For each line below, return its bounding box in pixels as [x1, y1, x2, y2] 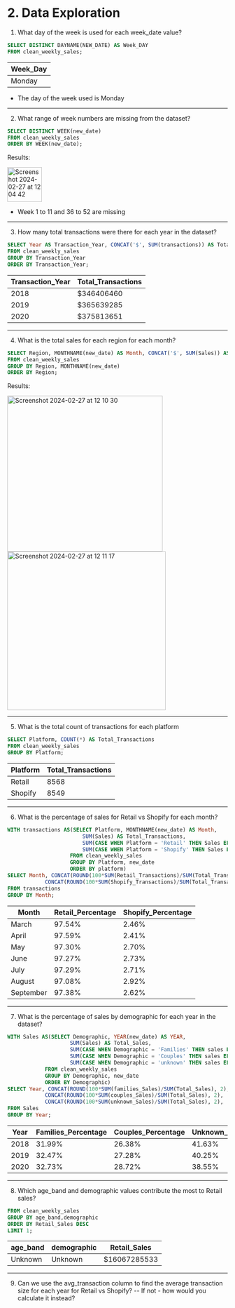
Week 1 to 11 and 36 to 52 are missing [17, 208, 126, 216]
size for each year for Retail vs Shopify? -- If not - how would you [17, 1286, 206, 1295]
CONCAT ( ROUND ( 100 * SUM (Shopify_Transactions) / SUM [44, 879, 190, 886]
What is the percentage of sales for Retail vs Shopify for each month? [17, 813, 218, 821]
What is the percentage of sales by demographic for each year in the [17, 1012, 216, 1020]
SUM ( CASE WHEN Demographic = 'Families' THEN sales [69, 1046, 224, 1053]
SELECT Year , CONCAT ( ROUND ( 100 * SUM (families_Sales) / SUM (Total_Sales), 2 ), [7, 1086, 230, 1093]
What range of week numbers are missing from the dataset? [17, 114, 191, 122]
